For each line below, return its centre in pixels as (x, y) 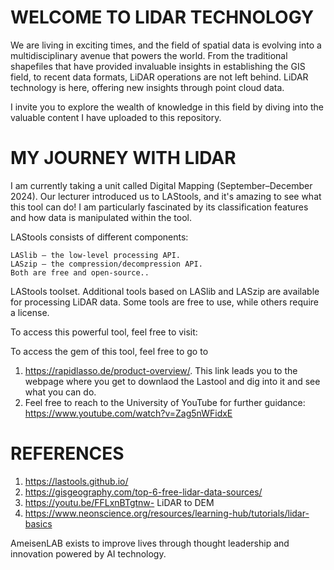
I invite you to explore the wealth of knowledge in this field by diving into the (167, 107)
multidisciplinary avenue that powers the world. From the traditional (149, 55)
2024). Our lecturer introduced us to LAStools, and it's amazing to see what (166, 196)
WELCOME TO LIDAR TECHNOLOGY (162, 17)
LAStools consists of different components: (99, 237)
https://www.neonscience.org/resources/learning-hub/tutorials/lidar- (167, 513)
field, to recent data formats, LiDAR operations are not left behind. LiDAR (159, 77)
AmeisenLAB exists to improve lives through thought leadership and (150, 543)
